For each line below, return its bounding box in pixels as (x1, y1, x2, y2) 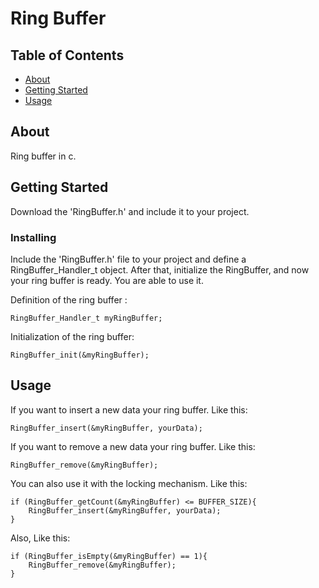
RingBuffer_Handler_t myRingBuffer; (10, 313, 163, 323)
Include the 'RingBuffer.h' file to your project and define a (10, 253, 247, 265)
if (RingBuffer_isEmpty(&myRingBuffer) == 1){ (10, 551, 208, 561)
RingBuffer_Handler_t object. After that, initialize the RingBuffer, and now (10, 263, 310, 276)
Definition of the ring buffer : (10, 293, 128, 306)
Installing (10, 230, 57, 244)
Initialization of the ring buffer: (10, 330, 135, 342)
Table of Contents (10, 47, 125, 64)
